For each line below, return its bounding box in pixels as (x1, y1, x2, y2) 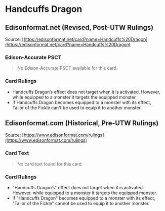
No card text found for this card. (17, 161, 83, 167)
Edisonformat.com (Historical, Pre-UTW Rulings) (5, 119, 159, 127)
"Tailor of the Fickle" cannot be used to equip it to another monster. (12, 201, 150, 206)
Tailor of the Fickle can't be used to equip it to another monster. (12, 105, 142, 110)
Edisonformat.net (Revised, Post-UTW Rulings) (5, 23, 154, 32)
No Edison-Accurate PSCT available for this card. (17, 65, 118, 71)
